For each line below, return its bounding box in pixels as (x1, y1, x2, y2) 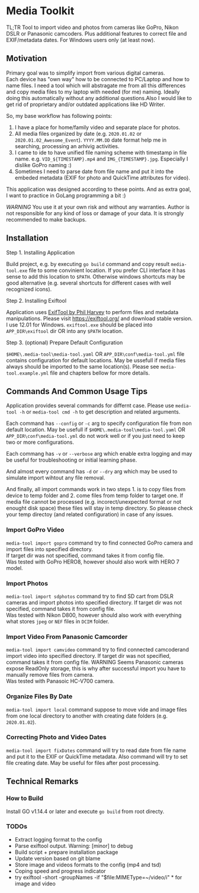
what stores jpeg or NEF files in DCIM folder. (6, 617, 110, 625)
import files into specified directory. (6, 545, 94, 552)
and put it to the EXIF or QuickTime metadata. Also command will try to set (6, 753, 188, 760)
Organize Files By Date (6, 692, 73, 700)
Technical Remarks (6, 776, 79, 786)
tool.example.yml (6, 370, 49, 376)
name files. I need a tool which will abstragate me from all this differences (6, 82, 186, 89)
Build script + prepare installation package (14, 849, 118, 856)
